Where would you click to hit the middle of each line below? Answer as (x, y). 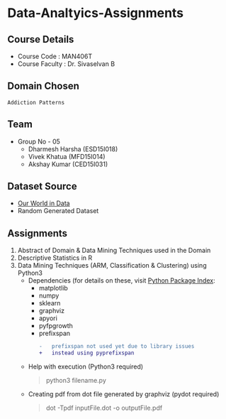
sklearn (50, 303)
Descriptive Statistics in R (55, 258)
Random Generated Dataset (58, 211)
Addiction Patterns (36, 102)
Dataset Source (42, 186)
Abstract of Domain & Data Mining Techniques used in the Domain (114, 251)
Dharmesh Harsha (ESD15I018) (73, 149)
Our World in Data (44, 203)
